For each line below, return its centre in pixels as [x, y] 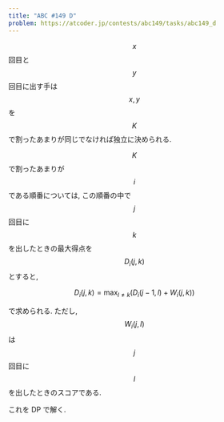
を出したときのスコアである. [55, 392]
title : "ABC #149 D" [43, 16]
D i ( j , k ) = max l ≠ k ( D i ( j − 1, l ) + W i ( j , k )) [134, 293]
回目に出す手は [33, 86]
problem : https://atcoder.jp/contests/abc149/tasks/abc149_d [112, 23]
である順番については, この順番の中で [70, 195]
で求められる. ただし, [43, 311]
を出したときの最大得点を [50, 248]
